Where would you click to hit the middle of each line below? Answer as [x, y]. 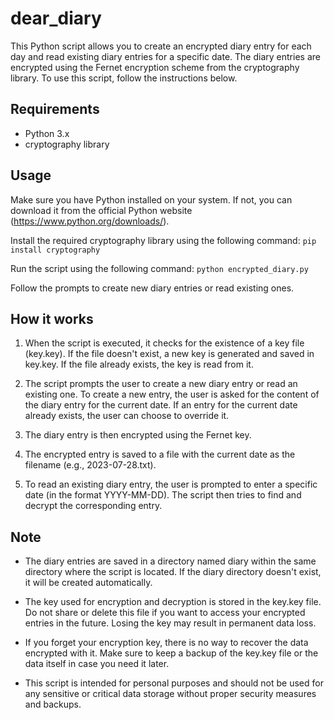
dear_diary [56, 18]
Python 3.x [47, 133]
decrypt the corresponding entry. [93, 506]
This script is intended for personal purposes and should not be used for [174, 683]
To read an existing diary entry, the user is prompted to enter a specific [171, 484]
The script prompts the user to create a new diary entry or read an [161, 384]
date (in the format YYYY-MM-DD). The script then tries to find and [163, 495]
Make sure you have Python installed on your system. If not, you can [151, 199]
